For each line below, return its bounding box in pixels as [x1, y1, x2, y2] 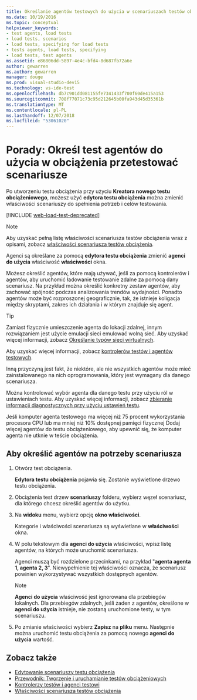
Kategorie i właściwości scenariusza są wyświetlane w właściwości [14, 522, 179, 529]
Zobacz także [6, 653, 57, 663]
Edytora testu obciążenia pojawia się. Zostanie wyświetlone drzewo [14, 476, 181, 483]
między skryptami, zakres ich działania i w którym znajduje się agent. [6, 301, 174, 308]
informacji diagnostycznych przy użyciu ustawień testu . [6, 402, 141, 409]
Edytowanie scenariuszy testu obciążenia [14, 668, 116, 675]
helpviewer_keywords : [6, 25, 59, 31]
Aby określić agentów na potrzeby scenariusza [6, 449, 182, 459]
